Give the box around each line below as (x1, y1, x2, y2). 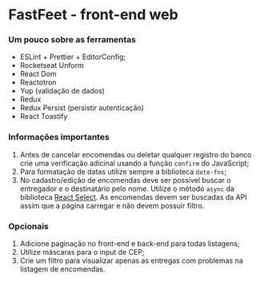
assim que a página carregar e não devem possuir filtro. (19, 201, 205, 210)
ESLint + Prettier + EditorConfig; (19, 52, 126, 62)
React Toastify (19, 112, 68, 121)
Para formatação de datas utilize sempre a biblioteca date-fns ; (19, 166, 226, 177)
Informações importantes (8, 132, 110, 143)
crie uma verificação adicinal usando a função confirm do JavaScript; (19, 158, 250, 168)
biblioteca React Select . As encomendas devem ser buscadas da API (19, 192, 247, 201)
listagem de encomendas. (19, 264, 106, 274)
